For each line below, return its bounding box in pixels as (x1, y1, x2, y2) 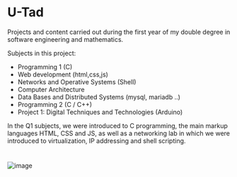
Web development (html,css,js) (17, 70, 108, 79)
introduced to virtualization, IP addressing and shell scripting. (7, 136, 186, 145)
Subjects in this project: (7, 49, 76, 57)
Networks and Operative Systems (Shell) (17, 77, 137, 86)
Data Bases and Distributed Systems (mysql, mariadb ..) (17, 93, 180, 101)
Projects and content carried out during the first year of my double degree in (7, 28, 231, 36)
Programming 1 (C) (17, 62, 73, 71)
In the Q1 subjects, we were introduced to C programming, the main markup (7, 121, 229, 130)
